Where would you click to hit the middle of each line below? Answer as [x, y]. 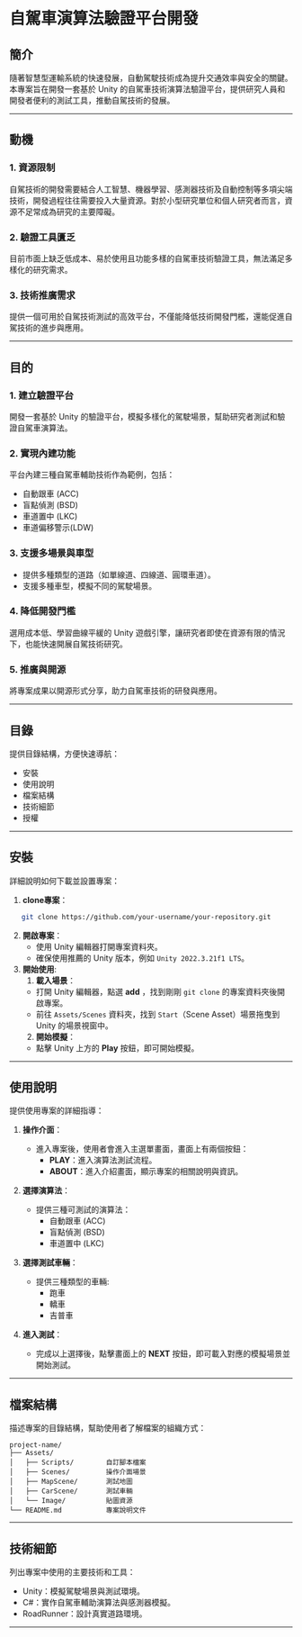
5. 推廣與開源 [38, 669]
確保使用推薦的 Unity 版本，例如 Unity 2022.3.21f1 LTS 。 [142, 958]
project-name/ [36, 1445]
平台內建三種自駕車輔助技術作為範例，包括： [92, 475]
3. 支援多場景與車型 [52, 553]
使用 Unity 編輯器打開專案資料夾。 [99, 946]
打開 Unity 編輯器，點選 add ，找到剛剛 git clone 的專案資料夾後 [156, 991]
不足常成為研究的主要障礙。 [68, 212]
